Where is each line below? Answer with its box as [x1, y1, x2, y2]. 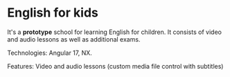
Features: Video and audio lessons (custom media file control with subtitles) [7, 62, 224, 70]
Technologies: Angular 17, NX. [7, 49, 92, 57]
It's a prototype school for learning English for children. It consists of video [7, 28, 222, 36]
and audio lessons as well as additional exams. [7, 35, 141, 43]
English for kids [7, 5, 98, 21]
